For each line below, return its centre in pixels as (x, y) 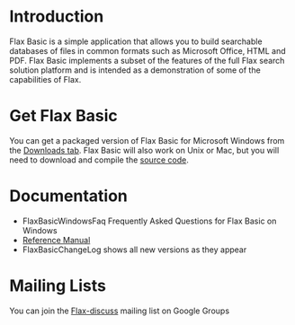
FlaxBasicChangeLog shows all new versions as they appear (134, 250)
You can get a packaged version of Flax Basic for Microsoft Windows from (147, 140)
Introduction (57, 17)
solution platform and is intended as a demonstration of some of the (135, 70)
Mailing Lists (58, 285)
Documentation (69, 196)
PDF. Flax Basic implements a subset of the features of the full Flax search (147, 60)
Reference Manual (56, 240)
